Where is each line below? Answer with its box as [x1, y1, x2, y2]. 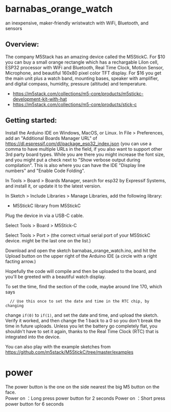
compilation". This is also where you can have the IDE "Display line [5, 162, 145, 168]
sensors [5, 25, 22, 31]
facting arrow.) [5, 258, 36, 264]
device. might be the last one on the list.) [5, 237, 91, 243]
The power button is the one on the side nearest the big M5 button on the [5, 383, 160, 390]
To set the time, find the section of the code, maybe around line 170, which [5, 283, 162, 289]
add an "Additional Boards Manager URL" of [5, 135, 97, 141]
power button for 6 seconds [5, 401, 64, 407]
